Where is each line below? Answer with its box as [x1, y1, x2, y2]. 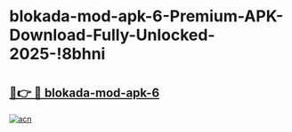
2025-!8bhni [9, 44, 106, 64]
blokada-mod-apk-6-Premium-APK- [9, 6, 284, 27]
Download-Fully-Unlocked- [9, 25, 215, 45]
